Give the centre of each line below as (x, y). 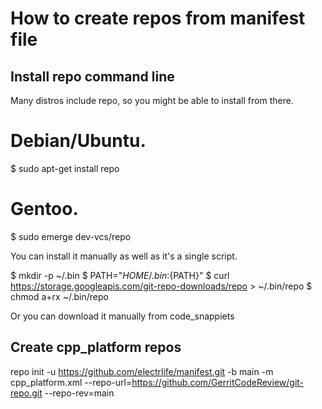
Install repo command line (92, 76)
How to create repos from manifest (158, 18)
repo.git (26, 393)
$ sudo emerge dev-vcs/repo (71, 236)
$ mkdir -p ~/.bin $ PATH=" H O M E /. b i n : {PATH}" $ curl (120, 275)
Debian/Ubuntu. (78, 141)
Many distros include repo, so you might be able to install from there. (152, 100)
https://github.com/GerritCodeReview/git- (218, 382)
